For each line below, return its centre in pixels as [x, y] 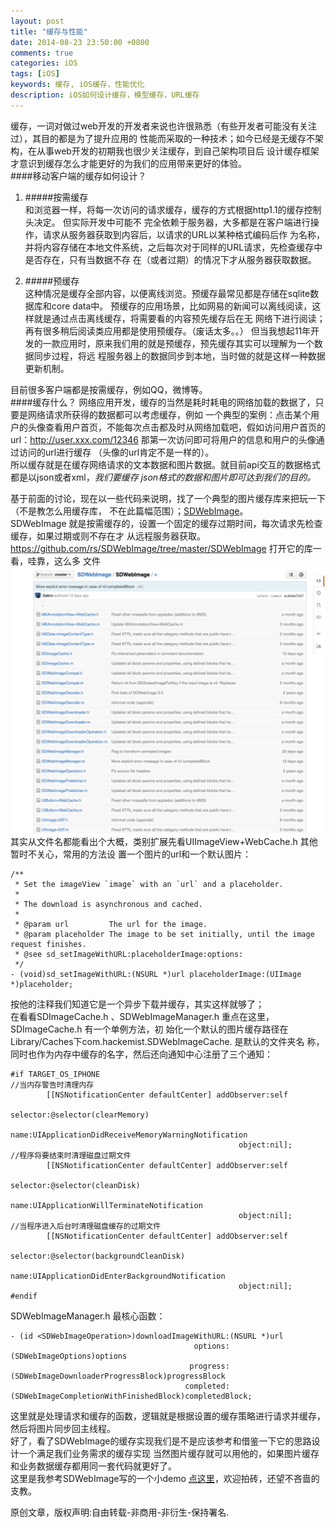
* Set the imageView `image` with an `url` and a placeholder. [149, 884]
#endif [24, 1296]
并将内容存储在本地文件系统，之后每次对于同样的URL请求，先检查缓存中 [173, 247]
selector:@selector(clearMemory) [80, 1115]
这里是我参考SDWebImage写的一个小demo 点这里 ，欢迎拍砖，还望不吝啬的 [165, 1478]
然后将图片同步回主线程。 [63, 1428]
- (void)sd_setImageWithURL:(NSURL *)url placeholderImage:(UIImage [156, 974]
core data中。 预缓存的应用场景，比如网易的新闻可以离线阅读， [182, 306]
